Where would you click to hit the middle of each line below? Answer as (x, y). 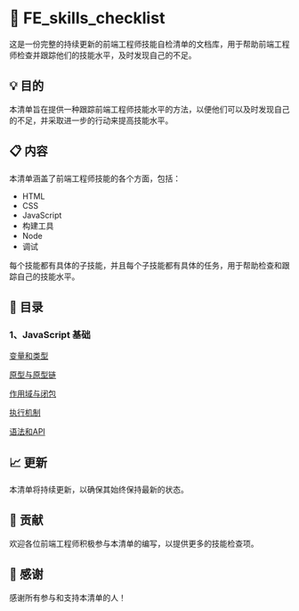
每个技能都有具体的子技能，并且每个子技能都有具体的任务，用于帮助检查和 (145, 265)
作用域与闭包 (32, 394)
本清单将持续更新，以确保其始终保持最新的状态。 (99, 490)
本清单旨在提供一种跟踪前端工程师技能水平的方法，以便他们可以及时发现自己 (149, 109)
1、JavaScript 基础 (50, 334)
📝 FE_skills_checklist (87, 18)
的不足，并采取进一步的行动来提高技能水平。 (91, 120)
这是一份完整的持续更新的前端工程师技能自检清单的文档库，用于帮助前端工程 (149, 44)
